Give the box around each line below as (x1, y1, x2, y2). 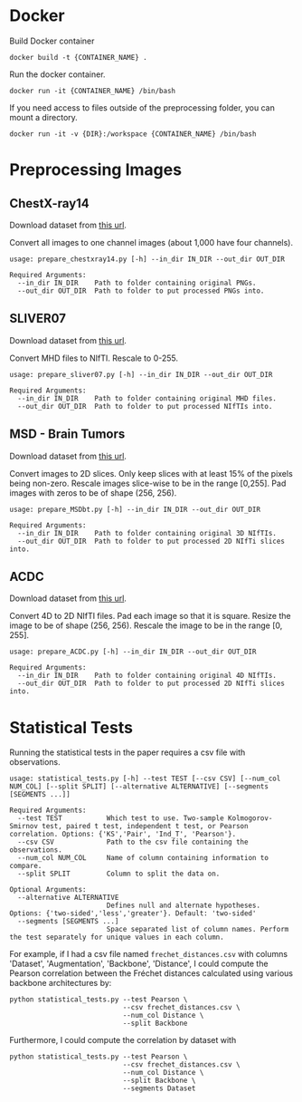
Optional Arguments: (9, 885, 88, 894)
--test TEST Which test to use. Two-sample (17, 814, 224, 823)
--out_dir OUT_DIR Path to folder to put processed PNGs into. (17, 286, 265, 295)
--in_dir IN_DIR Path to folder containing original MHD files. (17, 393, 278, 403)
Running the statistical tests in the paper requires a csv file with (9, 747, 246, 758)
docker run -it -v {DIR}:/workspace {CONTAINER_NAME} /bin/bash (9, 129, 257, 139)
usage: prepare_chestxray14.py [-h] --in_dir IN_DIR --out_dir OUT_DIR (9, 255, 285, 264)
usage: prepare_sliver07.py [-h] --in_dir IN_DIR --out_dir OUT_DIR (9, 370, 273, 379)
